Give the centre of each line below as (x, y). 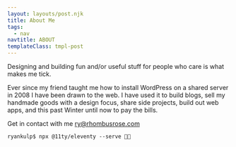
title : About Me (31, 20)
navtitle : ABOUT (31, 40)
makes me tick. (29, 74)
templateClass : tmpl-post (45, 46)
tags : (15, 27)
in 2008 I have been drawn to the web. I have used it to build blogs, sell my (116, 95)
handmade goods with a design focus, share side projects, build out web (113, 102)
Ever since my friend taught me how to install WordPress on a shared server (118, 88)
